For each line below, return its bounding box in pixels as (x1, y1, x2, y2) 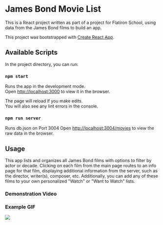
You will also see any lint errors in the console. (5, 103, 99, 109)
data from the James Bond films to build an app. (5, 24, 102, 30)
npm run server (5, 115, 41, 121)
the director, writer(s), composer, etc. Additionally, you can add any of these (5, 173, 159, 179)
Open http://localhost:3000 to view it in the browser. (5, 89, 110, 95)
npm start (5, 73, 28, 79)
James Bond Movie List (5, 3, 102, 15)
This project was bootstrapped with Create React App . (5, 34, 115, 40)
